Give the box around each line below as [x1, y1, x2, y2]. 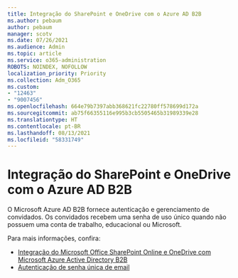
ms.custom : [7, 83, 40, 90]
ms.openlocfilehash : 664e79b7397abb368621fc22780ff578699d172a [7, 103, 199, 110]
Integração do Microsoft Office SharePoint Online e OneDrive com [17, 248, 212, 257]
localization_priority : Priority [7, 70, 107, 77]
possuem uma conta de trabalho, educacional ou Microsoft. [7, 220, 183, 229]
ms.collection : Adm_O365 [7, 76, 81, 84]
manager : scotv [7, 30, 53, 38]
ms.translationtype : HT [7, 116, 78, 123]
